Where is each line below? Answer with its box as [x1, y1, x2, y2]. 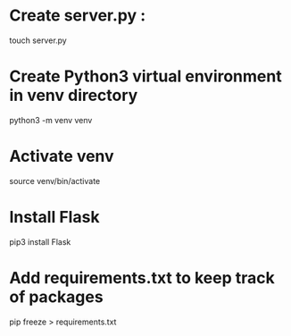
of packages [9, 287, 104, 307]
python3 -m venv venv [9, 114, 93, 125]
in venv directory [9, 86, 138, 105]
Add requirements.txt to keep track [9, 267, 275, 288]
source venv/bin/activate [9, 175, 101, 186]
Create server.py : [9, 5, 146, 26]
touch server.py [9, 35, 67, 46]
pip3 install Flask [9, 236, 71, 247]
